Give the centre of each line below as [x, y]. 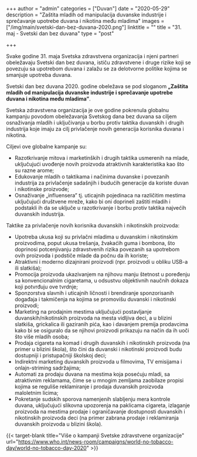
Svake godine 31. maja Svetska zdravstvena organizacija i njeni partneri [92, 56]
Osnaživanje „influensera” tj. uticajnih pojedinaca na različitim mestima [100, 195]
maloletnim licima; [36, 393]
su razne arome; [34, 170]
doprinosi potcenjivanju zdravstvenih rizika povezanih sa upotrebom [97, 249]
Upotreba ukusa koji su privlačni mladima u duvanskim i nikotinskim [96, 237]
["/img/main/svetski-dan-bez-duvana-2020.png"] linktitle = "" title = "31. [94, 27]
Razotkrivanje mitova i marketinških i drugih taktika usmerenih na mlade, [102, 158]
